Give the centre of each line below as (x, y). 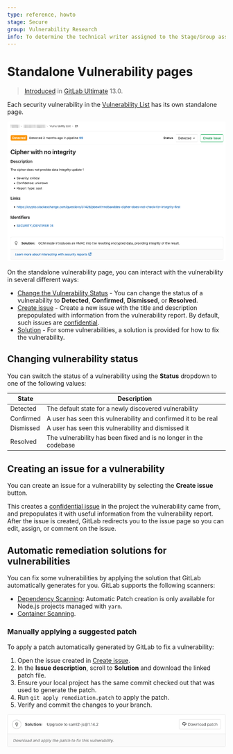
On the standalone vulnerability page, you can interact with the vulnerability (115, 272)
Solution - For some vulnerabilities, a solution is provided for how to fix (118, 329)
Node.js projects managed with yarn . (70, 606)
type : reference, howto (42, 15)
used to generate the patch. (57, 690)
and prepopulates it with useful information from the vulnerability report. (110, 514)
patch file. (32, 675)
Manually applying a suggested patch (72, 632)
